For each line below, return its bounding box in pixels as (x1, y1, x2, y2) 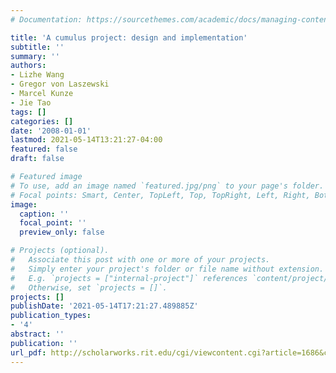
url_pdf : (10, 347, 47, 358)
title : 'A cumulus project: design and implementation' (10, 32, 248, 43)
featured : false (10, 144, 78, 155)
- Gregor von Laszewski (10, 79, 110, 90)
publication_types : (10, 311, 92, 321)
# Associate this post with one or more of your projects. (10, 255, 271, 265)
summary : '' (10, 51, 60, 61)
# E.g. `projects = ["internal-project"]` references (10, 273, 248, 283)
